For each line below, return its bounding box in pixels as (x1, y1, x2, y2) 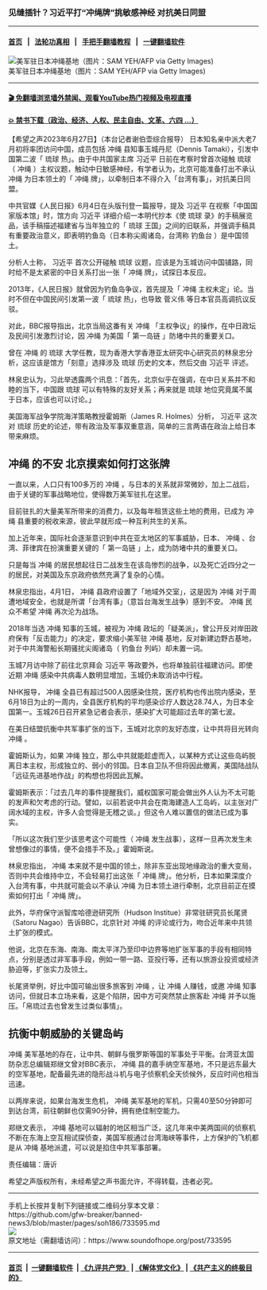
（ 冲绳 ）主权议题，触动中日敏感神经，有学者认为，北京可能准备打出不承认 (8, 165, 256, 174)
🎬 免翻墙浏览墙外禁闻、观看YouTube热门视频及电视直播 (8, 93, 192, 103)
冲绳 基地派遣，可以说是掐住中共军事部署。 (23, 1142, 165, 1152)
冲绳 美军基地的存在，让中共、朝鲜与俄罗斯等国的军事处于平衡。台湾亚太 (8, 1049, 247, 1059)
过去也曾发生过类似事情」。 (39, 1001, 127, 1011)
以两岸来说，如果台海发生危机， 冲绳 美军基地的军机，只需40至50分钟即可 (8, 1095, 253, 1106)
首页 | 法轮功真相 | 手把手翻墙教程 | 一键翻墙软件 (8, 37, 185, 46)
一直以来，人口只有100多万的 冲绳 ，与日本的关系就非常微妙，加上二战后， (8, 479, 254, 490)
